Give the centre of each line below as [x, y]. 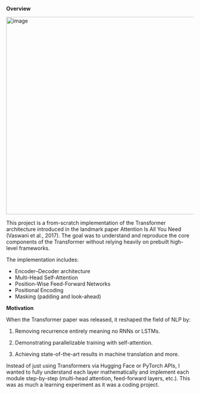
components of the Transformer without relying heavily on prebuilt [88, 242]
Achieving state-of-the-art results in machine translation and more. [97, 354]
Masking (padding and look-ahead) [58, 296]
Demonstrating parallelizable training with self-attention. [84, 343]
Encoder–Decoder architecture [52, 271]
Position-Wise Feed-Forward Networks [62, 284]
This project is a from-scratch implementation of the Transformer [86, 223]
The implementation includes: [43, 259]
